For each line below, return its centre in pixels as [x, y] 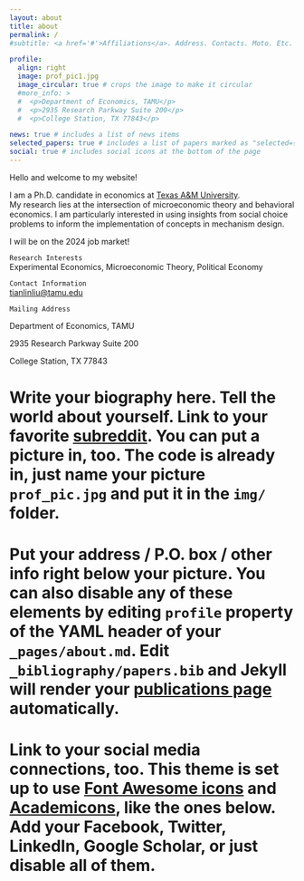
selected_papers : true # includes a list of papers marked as [129, 143]
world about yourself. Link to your [139, 417]
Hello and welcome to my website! [73, 177]
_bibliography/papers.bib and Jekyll [148, 670]
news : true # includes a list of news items [95, 135]
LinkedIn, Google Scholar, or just [134, 846]
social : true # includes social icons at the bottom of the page [135, 152]
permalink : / [34, 34]
